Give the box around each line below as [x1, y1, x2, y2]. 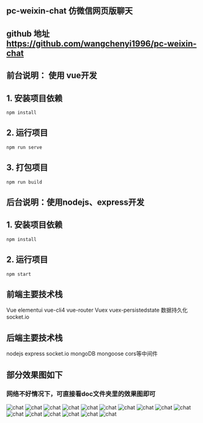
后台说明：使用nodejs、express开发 [6, 197, 145, 207]
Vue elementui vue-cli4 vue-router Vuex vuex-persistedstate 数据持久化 [6, 306, 188, 314]
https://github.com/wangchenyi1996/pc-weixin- [6, 39, 197, 49]
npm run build [6, 179, 43, 185]
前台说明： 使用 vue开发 [6, 70, 98, 81]
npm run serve [6, 144, 43, 150]
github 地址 [6, 28, 50, 39]
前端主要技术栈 [6, 289, 63, 300]
